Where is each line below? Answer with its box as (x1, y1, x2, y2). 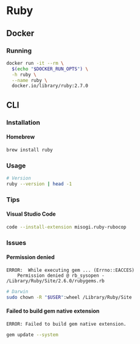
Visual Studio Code (6, 210, 56, 218)
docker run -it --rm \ (6, 60, 64, 66)
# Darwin (6, 288, 29, 295)
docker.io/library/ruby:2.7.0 (12, 83, 88, 89)
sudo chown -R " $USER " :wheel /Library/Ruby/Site (6, 294, 132, 300)
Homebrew (6, 133, 35, 141)
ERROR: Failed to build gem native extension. (6, 321, 127, 327)
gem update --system (6, 331, 59, 338)
